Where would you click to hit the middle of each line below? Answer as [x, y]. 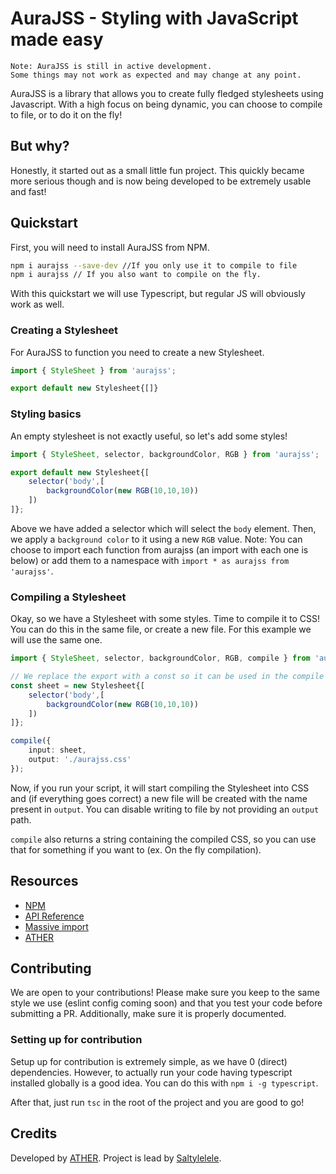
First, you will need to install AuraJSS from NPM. [110, 247]
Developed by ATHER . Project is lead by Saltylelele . [116, 1158]
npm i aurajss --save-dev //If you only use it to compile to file [154, 265]
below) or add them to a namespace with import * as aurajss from [150, 560]
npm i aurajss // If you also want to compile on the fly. [136, 275]
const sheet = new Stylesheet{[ [77, 685]
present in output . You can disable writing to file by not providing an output [165, 809]
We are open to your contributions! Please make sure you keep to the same [165, 993]
